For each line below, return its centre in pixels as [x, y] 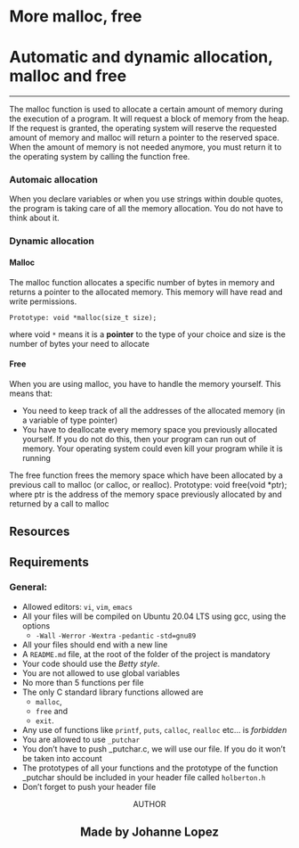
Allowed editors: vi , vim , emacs [77, 606]
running [36, 457]
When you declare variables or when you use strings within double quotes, [146, 199]
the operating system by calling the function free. [100, 157]
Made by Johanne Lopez [149, 832]
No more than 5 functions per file [83, 682]
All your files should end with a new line [95, 645]
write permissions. [43, 301]
